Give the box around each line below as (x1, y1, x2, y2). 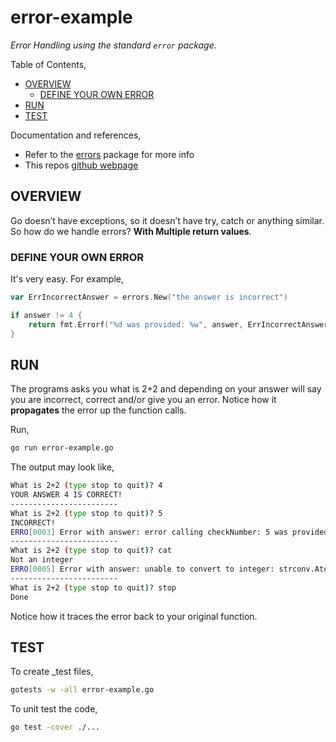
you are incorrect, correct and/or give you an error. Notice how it (10, 394, 277, 406)
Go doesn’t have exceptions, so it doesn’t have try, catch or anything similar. (10, 214, 325, 226)
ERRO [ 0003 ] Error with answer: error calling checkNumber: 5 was (10, 527, 288, 537)
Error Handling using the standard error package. (10, 39, 217, 51)
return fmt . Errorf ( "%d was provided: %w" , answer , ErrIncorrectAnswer (28, 319, 329, 330)
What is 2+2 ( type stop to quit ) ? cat (10, 546, 172, 556)
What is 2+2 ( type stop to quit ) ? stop (10, 582, 177, 593)
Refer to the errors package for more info (24, 148, 195, 160)
